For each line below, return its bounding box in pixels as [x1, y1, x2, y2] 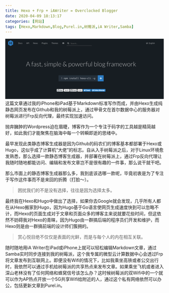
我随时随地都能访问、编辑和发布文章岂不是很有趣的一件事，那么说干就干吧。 [5, 159, 164, 165]
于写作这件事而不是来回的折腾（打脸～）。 [5, 177, 92, 183]
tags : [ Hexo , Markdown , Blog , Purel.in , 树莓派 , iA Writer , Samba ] [5, 24, 134, 29]
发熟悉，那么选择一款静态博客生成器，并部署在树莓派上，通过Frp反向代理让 [5, 153, 162, 159]
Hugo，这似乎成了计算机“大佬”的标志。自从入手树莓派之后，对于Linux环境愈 [5, 147, 164, 153]
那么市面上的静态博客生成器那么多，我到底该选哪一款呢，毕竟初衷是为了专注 [5, 170, 164, 176]
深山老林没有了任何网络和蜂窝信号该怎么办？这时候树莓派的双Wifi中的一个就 [5, 270, 163, 276]
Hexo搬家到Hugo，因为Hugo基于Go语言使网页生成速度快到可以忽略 [14, 204, 155, 210]
